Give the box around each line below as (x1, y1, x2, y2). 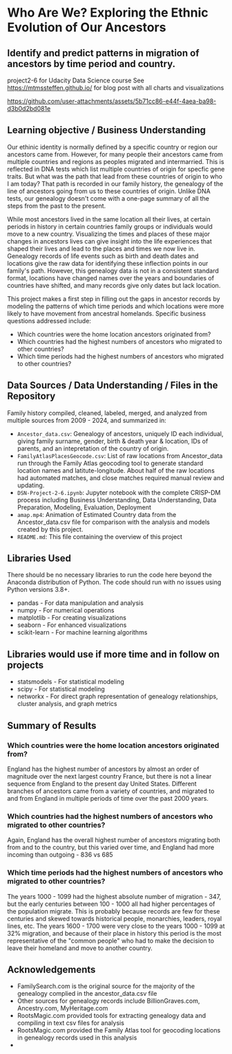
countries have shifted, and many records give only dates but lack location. (7, 281, 221, 289)
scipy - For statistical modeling (17, 685, 105, 693)
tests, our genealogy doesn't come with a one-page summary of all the (7, 194, 209, 202)
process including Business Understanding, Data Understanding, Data (17, 496, 217, 504)
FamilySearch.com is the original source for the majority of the (17, 982, 195, 990)
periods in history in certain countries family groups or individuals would (7, 222, 213, 230)
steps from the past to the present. (7, 201, 106, 210)
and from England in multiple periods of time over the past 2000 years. (7, 794, 209, 802)
